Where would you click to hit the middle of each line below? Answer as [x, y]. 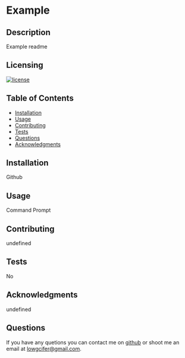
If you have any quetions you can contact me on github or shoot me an [93, 342]
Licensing [25, 65]
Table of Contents [40, 98]
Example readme [27, 46]
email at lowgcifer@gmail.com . [44, 348]
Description [28, 32]
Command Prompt [29, 210]
